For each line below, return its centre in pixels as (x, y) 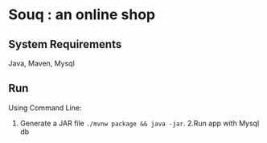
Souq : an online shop (82, 15)
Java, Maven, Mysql (41, 63)
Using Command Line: (45, 107)
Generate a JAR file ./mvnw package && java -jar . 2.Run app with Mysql (140, 123)
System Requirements (65, 44)
